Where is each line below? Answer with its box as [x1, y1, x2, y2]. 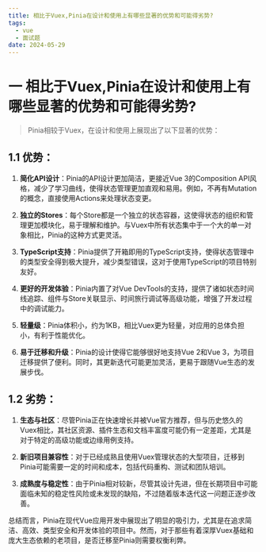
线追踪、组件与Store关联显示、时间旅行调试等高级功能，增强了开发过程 [19, 293, 253, 303]
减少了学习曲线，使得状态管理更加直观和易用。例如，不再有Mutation [33, 183, 257, 193]
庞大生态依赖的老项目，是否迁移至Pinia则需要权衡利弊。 [8, 535, 191, 545]
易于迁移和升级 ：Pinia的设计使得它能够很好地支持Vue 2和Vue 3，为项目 [19, 347, 255, 357]
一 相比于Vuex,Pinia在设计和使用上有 [8, 78, 251, 96]
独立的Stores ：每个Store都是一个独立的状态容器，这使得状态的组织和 [19, 210, 247, 219]
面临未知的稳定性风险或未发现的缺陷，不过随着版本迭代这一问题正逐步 [19, 488, 249, 498]
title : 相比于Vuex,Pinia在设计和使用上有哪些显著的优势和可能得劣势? [8, 11, 214, 20]
